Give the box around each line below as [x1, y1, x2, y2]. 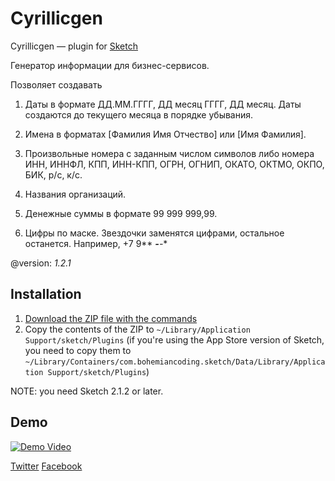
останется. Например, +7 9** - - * [24, 237, 168, 249]
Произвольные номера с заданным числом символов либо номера [24, 147, 315, 159]
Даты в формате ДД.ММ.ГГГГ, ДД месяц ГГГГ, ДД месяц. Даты [24, 98, 302, 110]
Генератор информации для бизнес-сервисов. [10, 59, 210, 71]
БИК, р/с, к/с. [24, 168, 83, 181]
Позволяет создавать [10, 78, 103, 91]
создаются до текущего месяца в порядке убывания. [24, 108, 254, 121]
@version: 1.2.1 [10, 257, 72, 269]
